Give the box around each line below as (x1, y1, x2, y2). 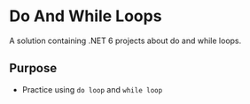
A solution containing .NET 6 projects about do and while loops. (9, 35, 242, 46)
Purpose (9, 61, 58, 76)
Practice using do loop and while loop (21, 84, 163, 94)
